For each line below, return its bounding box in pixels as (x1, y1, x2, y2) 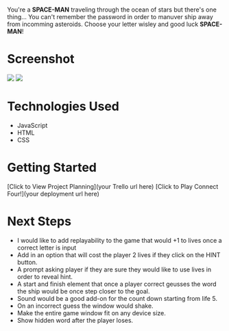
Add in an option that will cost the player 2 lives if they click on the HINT (16, 250, 221, 259)
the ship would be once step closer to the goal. (16, 287, 150, 295)
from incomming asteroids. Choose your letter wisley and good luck (7, 20, 199, 29)
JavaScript (16, 122, 48, 130)
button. (16, 258, 38, 266)
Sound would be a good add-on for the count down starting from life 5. (16, 294, 218, 302)
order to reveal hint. (16, 272, 73, 280)
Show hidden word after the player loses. (16, 316, 134, 324)
